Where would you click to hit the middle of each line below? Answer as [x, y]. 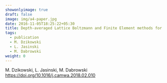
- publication [24, 38]
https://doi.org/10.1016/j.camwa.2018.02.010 [50, 76]
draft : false [19, 14]
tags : [11, 33]
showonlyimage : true [27, 10]
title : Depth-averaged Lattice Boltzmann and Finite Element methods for [84, 28]
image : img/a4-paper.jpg [31, 19]
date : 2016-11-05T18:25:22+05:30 [40, 24]
